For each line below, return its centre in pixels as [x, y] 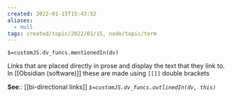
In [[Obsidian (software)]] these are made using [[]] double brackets [109, 73]
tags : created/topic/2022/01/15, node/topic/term [82, 33]
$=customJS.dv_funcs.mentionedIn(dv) [63, 53]
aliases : [20, 20]
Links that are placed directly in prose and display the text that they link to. [116, 66]
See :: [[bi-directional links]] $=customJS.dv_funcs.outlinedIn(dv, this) [112, 87]
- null [23, 27]
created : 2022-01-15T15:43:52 [52, 14]
